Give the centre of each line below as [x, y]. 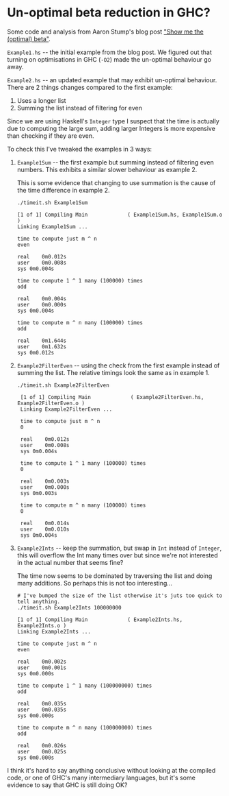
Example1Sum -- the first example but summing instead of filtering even [115, 162]
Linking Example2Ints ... [54, 631]
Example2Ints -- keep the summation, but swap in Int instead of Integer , [119, 548]
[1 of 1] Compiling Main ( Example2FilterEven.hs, [112, 397]
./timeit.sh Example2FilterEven [63, 385]
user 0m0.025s [42, 751]
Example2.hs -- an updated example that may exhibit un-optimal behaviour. [112, 80]
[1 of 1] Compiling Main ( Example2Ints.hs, [100, 619]
